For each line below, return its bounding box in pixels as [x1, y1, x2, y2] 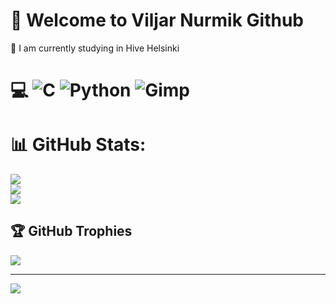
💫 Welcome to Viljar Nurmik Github [10, 9, 305, 32]
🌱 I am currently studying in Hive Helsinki [10, 42, 180, 54]
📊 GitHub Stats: [10, 134, 147, 156]
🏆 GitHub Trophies [10, 223, 133, 240]
